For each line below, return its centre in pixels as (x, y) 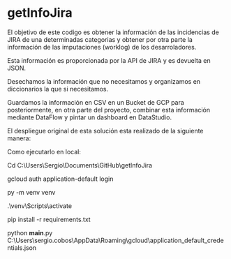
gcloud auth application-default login (60, 179)
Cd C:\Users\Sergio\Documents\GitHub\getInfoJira (80, 165)
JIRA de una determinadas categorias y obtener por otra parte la (100, 39)
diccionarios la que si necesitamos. (58, 89)
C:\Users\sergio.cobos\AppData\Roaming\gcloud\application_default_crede (116, 240)
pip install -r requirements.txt (49, 219)
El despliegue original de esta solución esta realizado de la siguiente (105, 131)
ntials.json (22, 247)
